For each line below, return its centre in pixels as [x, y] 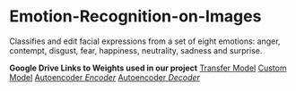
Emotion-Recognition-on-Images [135, 17]
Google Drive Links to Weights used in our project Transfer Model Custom [148, 68]
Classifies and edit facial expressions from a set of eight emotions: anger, [145, 41]
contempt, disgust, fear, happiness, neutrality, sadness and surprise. [136, 50]
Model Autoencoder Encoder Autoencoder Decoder [104, 77]
